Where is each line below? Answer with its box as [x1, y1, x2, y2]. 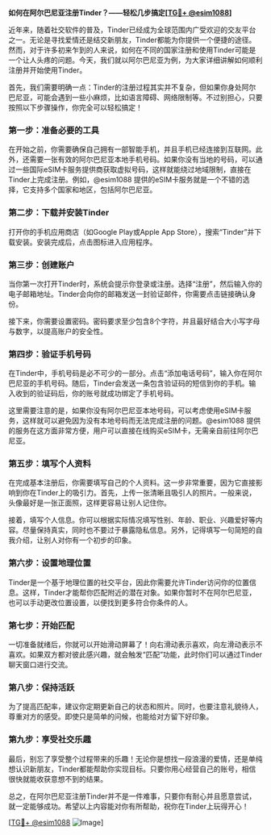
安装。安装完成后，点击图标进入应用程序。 [15, 237, 157, 247]
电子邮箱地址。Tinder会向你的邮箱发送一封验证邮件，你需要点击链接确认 [8, 289, 249, 299]
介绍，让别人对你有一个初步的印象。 [15, 536, 135, 545]
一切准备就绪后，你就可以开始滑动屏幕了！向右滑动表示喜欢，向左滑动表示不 [8, 640, 263, 649]
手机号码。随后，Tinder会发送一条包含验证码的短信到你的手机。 [35, 378, 249, 388]
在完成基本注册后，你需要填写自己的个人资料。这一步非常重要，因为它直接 [8, 478, 256, 487]
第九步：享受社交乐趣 [8, 734, 91, 745]
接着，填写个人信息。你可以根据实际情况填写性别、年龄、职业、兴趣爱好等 [8, 516, 256, 525]
